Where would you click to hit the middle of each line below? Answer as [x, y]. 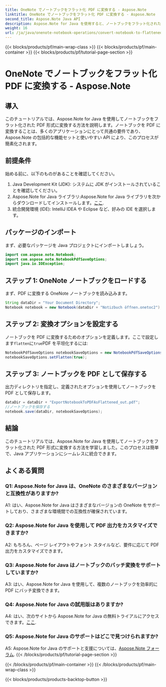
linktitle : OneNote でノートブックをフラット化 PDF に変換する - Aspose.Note [80, 14]
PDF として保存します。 [29, 393]
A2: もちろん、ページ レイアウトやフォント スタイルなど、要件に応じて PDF [82, 545]
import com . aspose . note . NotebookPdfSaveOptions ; [56, 259]
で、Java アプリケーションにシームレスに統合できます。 [62, 453]
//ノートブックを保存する [28, 407]
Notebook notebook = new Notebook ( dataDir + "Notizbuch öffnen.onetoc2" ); [84, 307]
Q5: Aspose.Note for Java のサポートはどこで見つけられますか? [82, 636]
